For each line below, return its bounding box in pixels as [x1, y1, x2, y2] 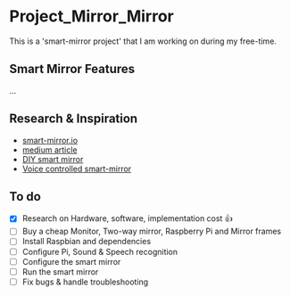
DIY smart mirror [21, 153, 84, 164]
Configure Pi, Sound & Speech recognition [21, 246, 178, 257]
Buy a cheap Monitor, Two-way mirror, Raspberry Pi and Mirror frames [21, 226, 282, 237]
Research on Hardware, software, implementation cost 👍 [21, 213, 234, 224]
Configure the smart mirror [21, 256, 121, 267]
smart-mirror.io [21, 135, 79, 145]
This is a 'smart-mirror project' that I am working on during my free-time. [9, 36, 277, 46]
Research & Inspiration [9, 111, 138, 127]
